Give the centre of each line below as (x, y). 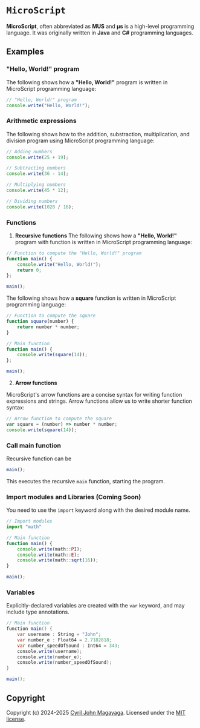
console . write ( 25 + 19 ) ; (37, 157)
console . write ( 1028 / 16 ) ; (40, 207)
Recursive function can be (39, 458)
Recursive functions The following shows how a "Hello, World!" (96, 236)
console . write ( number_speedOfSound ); (65, 663)
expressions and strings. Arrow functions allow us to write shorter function (99, 401)
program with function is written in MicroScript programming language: (103, 242)
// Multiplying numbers (36, 185)
